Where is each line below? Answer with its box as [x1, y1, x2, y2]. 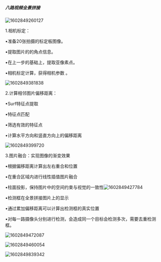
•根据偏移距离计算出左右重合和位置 [5, 163, 78, 169]
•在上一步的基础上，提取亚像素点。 [5, 59, 78, 65]
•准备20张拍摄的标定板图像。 [5, 38, 66, 44]
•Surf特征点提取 [5, 100, 38, 106]
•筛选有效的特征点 [5, 122, 43, 128]
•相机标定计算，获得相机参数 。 [5, 70, 70, 76]
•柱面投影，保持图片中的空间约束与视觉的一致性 [5, 184, 104, 190]
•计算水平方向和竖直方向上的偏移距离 [5, 132, 82, 138]
